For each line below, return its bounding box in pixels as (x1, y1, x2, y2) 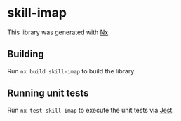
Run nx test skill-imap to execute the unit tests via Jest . (7, 106, 174, 114)
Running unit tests (7, 87, 89, 99)
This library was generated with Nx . (7, 28, 110, 36)
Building (7, 48, 44, 60)
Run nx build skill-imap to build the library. (7, 66, 136, 75)
